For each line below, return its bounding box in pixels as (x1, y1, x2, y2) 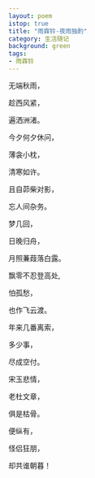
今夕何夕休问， (8, 132, 58, 142)
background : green (8, 42, 71, 50)
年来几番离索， (8, 322, 58, 332)
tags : (8, 50, 27, 58)
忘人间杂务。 (8, 201, 51, 211)
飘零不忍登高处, (8, 270, 61, 280)
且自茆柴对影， (8, 184, 58, 193)
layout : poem (8, 11, 53, 20)
